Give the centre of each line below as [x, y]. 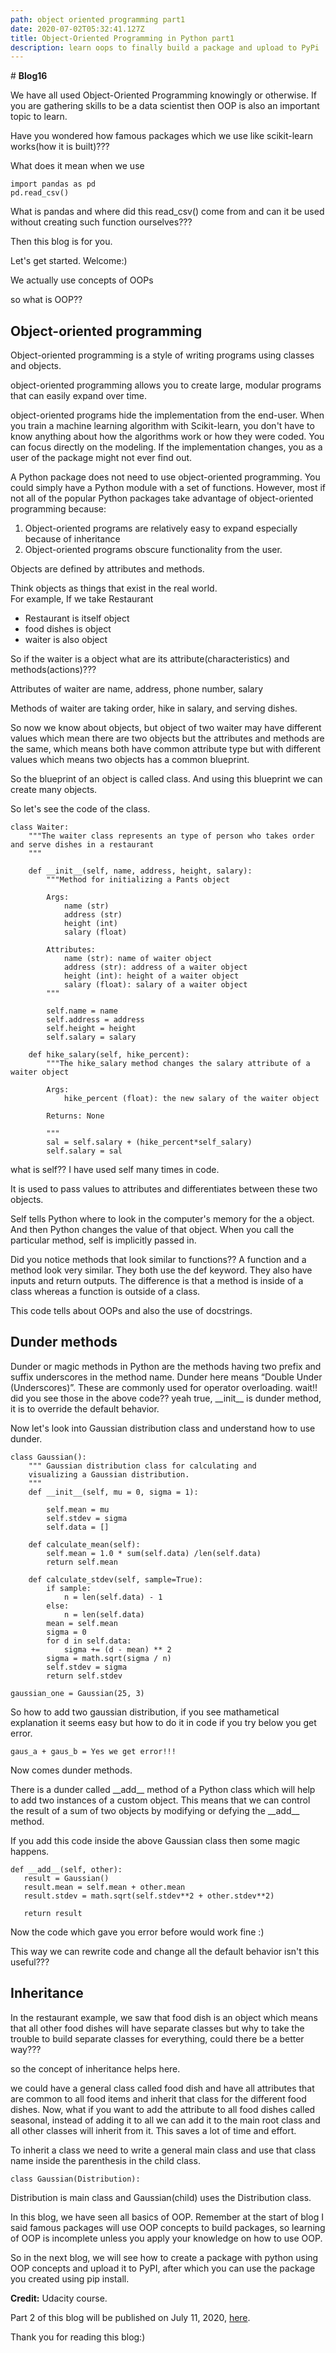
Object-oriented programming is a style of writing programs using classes [162, 355]
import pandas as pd [53, 184]
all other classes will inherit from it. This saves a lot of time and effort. [153, 2130]
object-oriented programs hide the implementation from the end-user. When [167, 415]
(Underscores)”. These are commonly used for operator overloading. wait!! [164, 1387]
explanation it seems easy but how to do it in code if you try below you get [163, 1722]
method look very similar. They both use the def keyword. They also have [161, 1270]
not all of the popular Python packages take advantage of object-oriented [162, 498]
